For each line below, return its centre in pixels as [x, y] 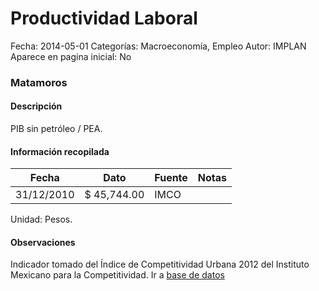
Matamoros [39, 82]
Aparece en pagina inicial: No [71, 56]
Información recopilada [60, 151]
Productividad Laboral [104, 18]
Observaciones [43, 242]
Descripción [36, 106]
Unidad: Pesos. [41, 219]
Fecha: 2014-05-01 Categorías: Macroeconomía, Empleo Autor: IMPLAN [158, 46]
